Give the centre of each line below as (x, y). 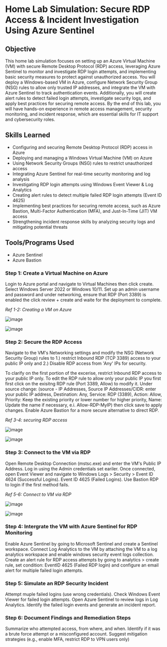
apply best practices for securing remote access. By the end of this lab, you (83, 103)
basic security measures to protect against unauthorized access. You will (80, 77)
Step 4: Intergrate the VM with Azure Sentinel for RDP (71, 526)
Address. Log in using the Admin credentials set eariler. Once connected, (80, 468)
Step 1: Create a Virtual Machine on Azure (57, 273)
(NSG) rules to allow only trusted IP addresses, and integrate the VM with (80, 88)
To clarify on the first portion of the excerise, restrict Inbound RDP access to (83, 373)
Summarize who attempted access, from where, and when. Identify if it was (83, 628)
